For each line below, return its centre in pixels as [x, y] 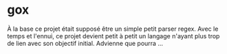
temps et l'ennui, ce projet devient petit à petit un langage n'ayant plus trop [113, 36]
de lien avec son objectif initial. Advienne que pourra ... [85, 43]
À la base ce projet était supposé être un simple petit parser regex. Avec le [113, 29]
